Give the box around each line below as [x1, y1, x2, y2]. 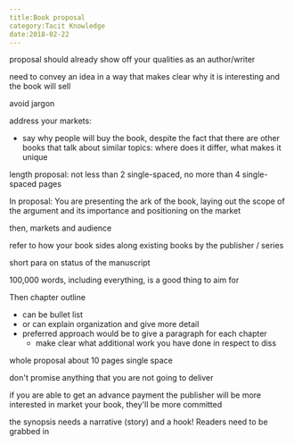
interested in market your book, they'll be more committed [9, 399, 223, 410]
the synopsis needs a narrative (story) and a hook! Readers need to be [9, 416, 269, 427]
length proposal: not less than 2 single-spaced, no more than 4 [9, 169, 241, 180]
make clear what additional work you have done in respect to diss [35, 338, 277, 348]
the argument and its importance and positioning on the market [9, 206, 241, 216]
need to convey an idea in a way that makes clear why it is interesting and [9, 71, 281, 82]
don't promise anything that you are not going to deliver [9, 373, 214, 383]
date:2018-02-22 [9, 29, 69, 38]
